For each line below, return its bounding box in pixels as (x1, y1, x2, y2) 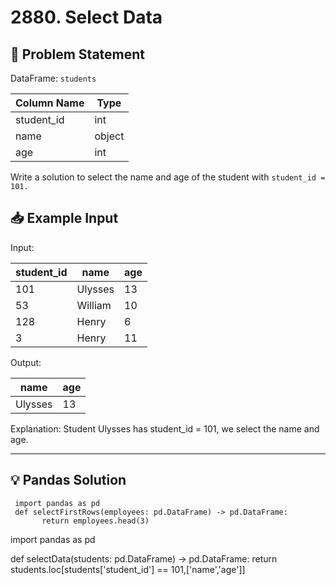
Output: (10, 356, 42, 368)
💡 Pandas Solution (10, 472, 127, 489)
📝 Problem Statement (10, 46, 146, 63)
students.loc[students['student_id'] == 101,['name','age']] (10, 563, 246, 575)
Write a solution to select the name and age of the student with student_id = (10, 171, 326, 183)
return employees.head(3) (41, 516, 150, 526)
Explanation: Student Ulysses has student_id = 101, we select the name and (10, 422, 320, 435)
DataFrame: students (10, 72, 97, 84)
